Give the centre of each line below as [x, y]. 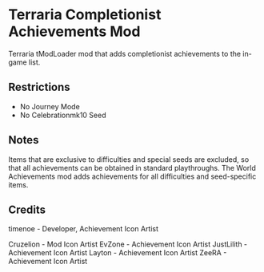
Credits [27, 209]
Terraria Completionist [85, 15]
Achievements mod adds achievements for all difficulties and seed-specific [132, 176]
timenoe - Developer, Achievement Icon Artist [83, 229]
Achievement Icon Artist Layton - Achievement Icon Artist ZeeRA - [118, 253]
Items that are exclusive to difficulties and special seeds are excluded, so [129, 159]
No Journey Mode [50, 106]
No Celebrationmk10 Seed [63, 115]
